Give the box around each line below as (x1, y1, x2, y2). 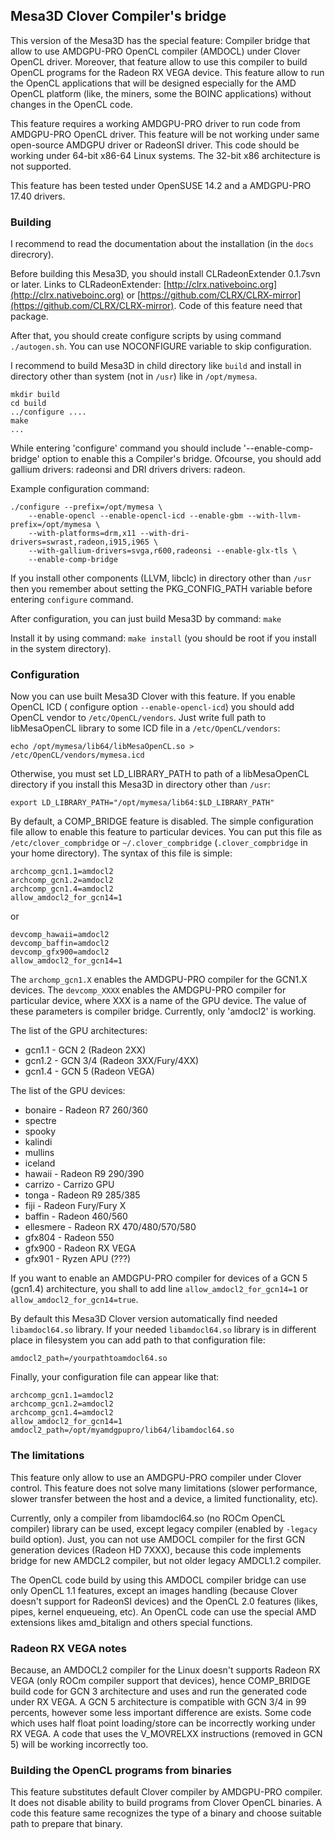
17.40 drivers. (10, 190, 66, 202)
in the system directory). (10, 643, 112, 655)
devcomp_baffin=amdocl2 (10, 939, 110, 949)
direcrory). (10, 249, 55, 261)
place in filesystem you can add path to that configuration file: (10, 1334, 266, 1346)
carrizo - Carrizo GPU (24, 1179, 115, 1191)
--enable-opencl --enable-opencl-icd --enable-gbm (28, 511, 244, 521)
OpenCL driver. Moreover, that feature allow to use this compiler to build (10, 55, 308, 68)
